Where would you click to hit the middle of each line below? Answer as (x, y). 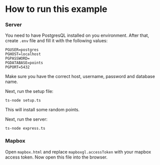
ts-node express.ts (25, 128)
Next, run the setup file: (29, 91)
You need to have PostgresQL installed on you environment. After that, (77, 35)
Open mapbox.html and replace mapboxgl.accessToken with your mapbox (78, 152)
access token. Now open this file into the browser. (56, 157)
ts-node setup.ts (23, 100)
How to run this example (56, 9)
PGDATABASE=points (24, 63)
